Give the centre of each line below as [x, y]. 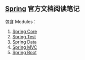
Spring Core [24, 31]
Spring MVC [25, 47]
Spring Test [24, 36]
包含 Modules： [21, 22]
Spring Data [24, 42]
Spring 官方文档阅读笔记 [42, 9]
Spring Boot [24, 52]
